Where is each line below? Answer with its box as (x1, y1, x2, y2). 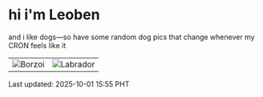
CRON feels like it (8, 40, 67, 50)
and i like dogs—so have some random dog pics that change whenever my (8, 32, 255, 42)
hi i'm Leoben (8, 6, 100, 24)
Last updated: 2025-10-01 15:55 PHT (8, 79, 130, 89)
